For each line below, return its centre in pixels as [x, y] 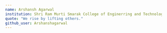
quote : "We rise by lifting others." [44, 18]
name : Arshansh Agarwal [30, 9]
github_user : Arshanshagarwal [37, 23]
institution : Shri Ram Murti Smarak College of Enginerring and [73, 14]
